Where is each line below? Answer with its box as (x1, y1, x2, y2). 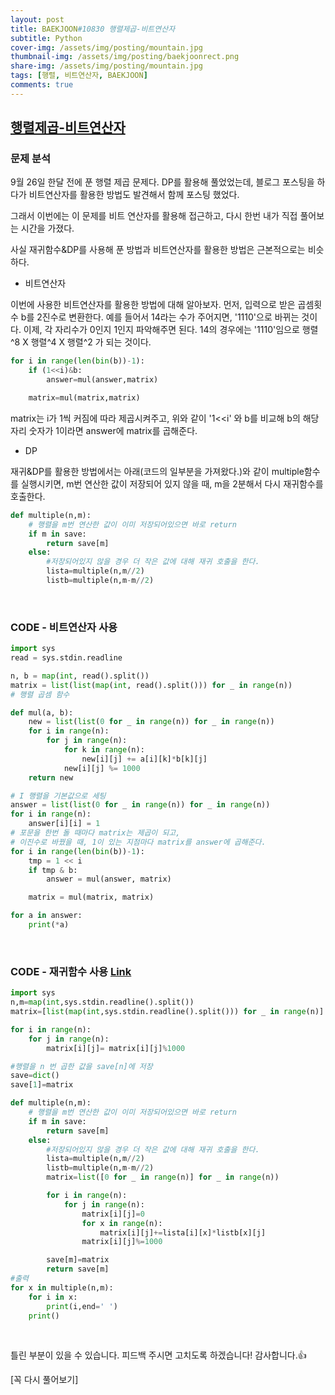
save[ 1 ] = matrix (10, 1080, 74, 1090)
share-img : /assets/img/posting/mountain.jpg (10, 61, 203, 71)
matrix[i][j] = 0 (81, 1209, 145, 1219)
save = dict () (10, 1071, 60, 1081)
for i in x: (28, 1292, 78, 1302)
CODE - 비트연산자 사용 (10, 620, 118, 634)
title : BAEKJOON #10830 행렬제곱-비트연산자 (10, 24, 176, 34)
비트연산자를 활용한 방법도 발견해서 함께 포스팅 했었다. (28, 189, 240, 201)
